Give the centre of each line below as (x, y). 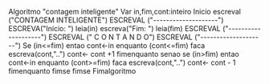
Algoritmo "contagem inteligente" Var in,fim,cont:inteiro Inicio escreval (124, 12)
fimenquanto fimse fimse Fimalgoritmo (72, 71)
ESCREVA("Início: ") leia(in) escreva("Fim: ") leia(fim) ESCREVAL (114, 28)
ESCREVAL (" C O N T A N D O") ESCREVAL (120, 37)
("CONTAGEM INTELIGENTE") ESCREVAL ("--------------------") (116, 20)
